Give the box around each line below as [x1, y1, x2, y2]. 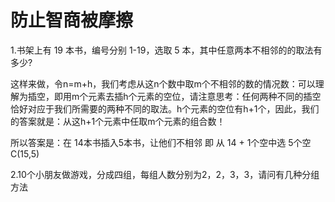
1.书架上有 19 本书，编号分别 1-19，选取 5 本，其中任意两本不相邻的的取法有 [10, 44, 323, 56]
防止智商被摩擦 [10, 9, 134, 32]
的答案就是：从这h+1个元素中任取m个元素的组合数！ [10, 115, 226, 127]
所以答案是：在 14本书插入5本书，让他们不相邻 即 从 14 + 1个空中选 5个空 [10, 136, 312, 148]
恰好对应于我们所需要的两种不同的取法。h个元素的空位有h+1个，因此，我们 [10, 102, 320, 115]
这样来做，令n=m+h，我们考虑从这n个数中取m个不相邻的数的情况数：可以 [10, 77, 316, 90]
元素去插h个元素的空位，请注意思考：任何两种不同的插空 [88, 90, 322, 102]
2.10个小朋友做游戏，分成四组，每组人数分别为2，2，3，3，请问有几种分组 [10, 168, 320, 180]
